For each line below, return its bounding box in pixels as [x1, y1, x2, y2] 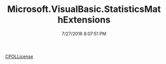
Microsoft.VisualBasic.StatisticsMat [7, 3, 161, 15]
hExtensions [57, 14, 111, 25]
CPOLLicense [5, 53, 33, 59]
